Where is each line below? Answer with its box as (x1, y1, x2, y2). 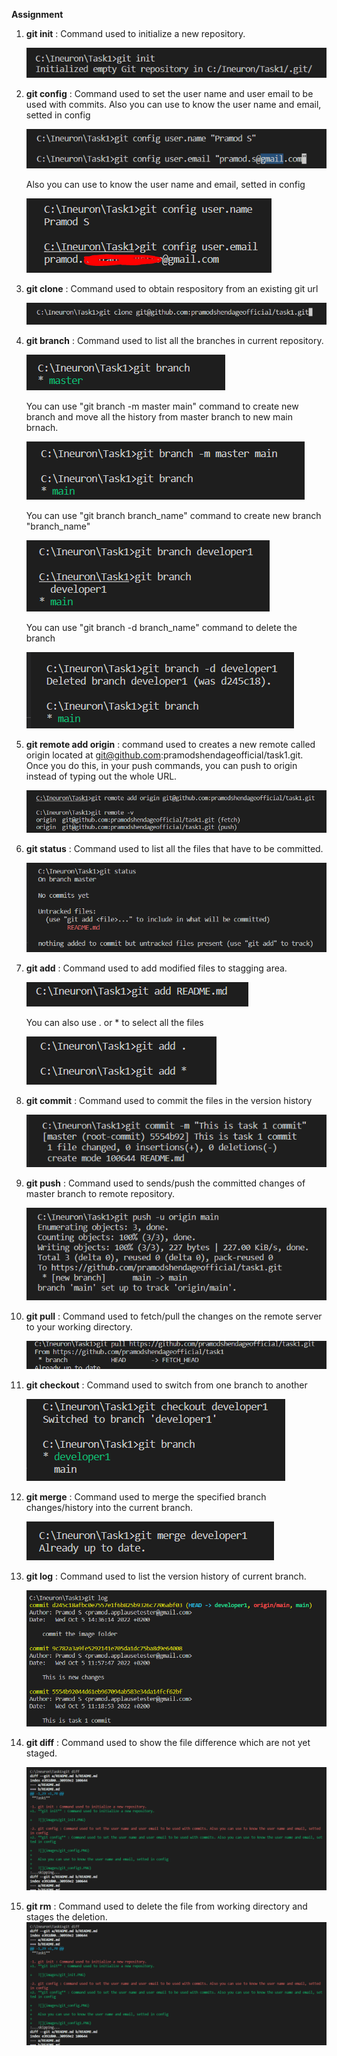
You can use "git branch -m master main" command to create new (25, 400, 299, 413)
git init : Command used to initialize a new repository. (25, 28, 246, 39)
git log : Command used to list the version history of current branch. (25, 1570, 307, 1582)
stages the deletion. (25, 1911, 108, 1923)
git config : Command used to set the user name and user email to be (25, 88, 314, 100)
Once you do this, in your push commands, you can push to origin (25, 760, 298, 772)
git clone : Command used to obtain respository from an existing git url (25, 282, 319, 294)
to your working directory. (25, 1320, 133, 1333)
